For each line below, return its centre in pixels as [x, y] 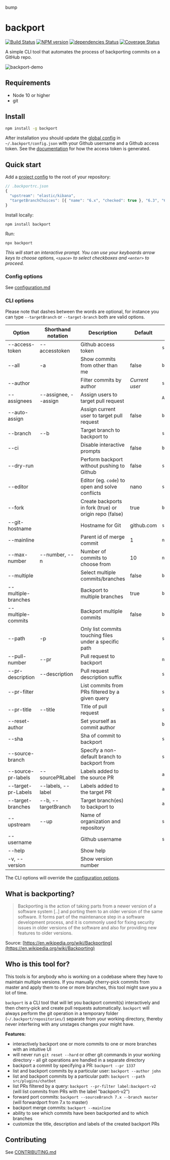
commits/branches [103, 579]
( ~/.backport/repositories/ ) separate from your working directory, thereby [84, 1019]
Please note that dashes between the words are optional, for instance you [82, 311]
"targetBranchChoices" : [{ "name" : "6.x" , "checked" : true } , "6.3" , [84, 200]
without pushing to [103, 466]
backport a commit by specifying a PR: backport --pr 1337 [74, 1065]
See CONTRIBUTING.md [31, 1152]
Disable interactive [103, 445]
